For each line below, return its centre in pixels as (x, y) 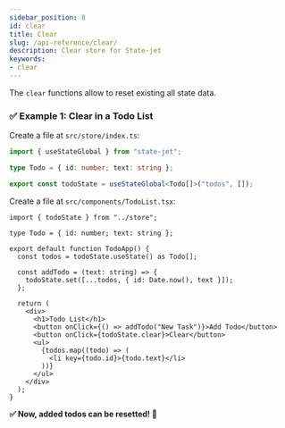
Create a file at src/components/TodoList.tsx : (92, 201)
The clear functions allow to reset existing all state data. (113, 92)
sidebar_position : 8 (48, 17)
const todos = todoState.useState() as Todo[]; (108, 256)
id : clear (28, 26)
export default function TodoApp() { (80, 248)
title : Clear (34, 34)
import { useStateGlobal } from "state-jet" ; (95, 152)
